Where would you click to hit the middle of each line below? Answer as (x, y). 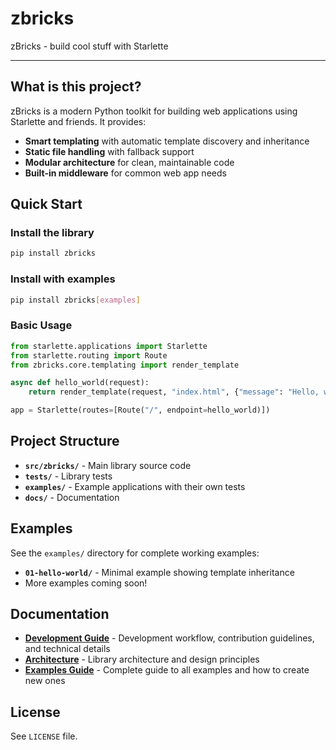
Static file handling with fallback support (109, 151)
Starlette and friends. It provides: (78, 121)
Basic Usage (41, 325)
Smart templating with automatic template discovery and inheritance (167, 141)
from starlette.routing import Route (89, 355)
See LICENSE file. (44, 736)
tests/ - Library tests (68, 476)
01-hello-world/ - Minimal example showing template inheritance (159, 572)
